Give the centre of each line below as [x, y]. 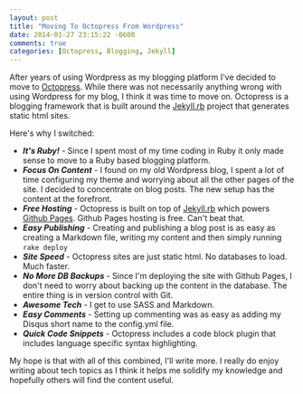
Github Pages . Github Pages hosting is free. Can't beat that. [134, 218]
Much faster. [46, 266]
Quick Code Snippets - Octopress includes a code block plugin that [149, 334]
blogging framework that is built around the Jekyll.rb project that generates [149, 106]
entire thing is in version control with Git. [98, 295]
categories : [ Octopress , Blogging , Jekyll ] [93, 52]
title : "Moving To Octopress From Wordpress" [96, 26]
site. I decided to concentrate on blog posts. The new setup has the [148, 189]
